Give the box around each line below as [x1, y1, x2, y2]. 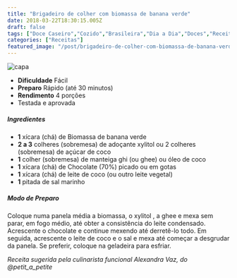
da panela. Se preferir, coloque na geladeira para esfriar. [7, 241, 171, 250]
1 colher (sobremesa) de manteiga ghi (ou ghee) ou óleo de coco [17, 155, 207, 163]
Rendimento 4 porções [17, 91, 86, 99]
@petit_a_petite [7, 262, 53, 271]
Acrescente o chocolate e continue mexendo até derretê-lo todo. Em [7, 226, 207, 235]
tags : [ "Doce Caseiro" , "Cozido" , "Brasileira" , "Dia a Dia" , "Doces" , [7, 30, 210, 37]
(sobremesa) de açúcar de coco [17, 147, 111, 156]
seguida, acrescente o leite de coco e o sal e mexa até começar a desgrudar [7, 234, 230, 242]
